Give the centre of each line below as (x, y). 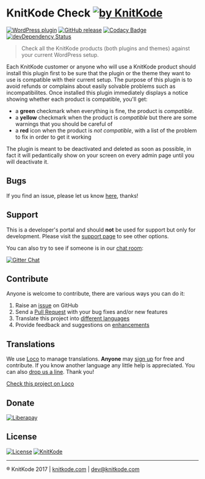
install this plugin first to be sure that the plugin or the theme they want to (99, 73)
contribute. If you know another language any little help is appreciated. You (101, 365)
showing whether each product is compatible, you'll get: (77, 99)
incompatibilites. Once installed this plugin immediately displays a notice (97, 92)
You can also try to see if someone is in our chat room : (75, 248)
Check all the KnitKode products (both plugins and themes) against (106, 48)
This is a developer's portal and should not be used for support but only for (101, 230)
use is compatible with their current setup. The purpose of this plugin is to (99, 79)
